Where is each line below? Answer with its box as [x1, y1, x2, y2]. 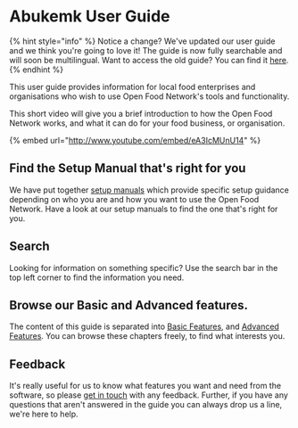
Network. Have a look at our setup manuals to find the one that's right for [9, 203, 278, 214]
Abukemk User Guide [9, 6, 170, 27]
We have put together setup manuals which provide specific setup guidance [9, 185, 290, 195]
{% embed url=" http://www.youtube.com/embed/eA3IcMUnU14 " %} [9, 135, 261, 145]
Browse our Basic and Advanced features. [9, 297, 248, 313]
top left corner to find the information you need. [9, 272, 185, 283]
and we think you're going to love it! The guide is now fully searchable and [9, 45, 283, 55]
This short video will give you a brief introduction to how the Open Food [9, 108, 273, 119]
